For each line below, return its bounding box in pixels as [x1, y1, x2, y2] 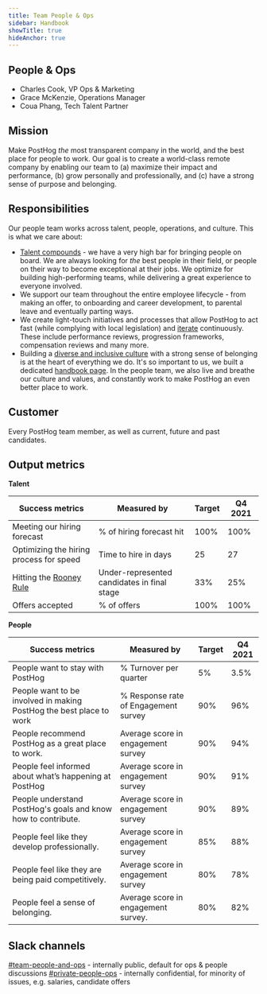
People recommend [12, 728, 86, 740]
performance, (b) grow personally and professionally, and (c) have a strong [8, 170, 254, 180]
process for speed [12, 554, 81, 565]
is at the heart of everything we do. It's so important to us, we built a [19, 357, 244, 367]
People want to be [12, 685, 80, 697]
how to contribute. [12, 813, 81, 825]
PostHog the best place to [12, 705, 110, 716]
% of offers [98, 600, 141, 611]
